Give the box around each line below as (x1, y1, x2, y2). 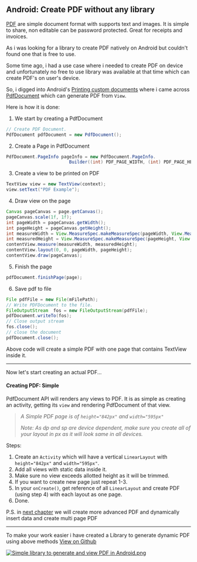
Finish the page (14, 263, 52, 270)
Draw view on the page (14, 197, 71, 205)
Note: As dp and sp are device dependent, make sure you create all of (20, 424, 191, 431)
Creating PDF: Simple (6, 382, 60, 389)
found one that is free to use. (6, 50, 76, 58)
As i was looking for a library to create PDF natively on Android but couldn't (6, 44, 188, 51)
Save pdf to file (14, 285, 52, 292)
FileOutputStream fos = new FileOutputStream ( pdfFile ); (6, 307, 148, 314)
